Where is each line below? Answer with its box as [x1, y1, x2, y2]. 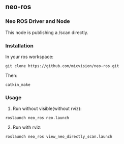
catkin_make [5, 82, 30, 87]
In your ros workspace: [5, 53, 54, 60]
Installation [5, 42, 34, 49]
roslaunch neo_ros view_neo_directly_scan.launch [5, 134, 113, 139]
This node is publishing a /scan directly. [5, 29, 89, 36]
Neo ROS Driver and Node [5, 18, 70, 25]
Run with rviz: [12, 124, 42, 130]
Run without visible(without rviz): [12, 105, 82, 112]
